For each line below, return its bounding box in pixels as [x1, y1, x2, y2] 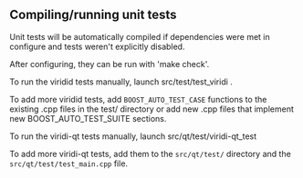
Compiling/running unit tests [9, 7, 177, 23]
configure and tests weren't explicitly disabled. [9, 41, 185, 52]
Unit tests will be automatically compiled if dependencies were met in [9, 31, 271, 42]
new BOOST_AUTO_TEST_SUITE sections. [9, 113, 167, 124]
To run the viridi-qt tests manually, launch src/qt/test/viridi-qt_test [9, 131, 257, 142]
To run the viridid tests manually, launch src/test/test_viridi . [9, 76, 233, 87]
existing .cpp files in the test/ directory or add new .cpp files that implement [9, 104, 294, 114]
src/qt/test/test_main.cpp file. [9, 158, 129, 169]
